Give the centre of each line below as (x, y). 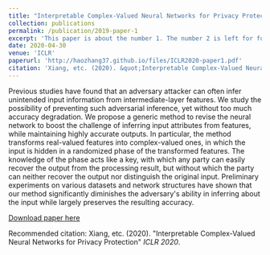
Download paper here (44, 217)
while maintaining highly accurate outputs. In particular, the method (120, 134)
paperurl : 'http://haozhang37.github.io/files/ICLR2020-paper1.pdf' (125, 61)
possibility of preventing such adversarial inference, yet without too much (130, 108)
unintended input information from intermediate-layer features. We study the (135, 99)
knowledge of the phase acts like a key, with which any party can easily (127, 159)
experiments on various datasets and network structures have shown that (130, 185)
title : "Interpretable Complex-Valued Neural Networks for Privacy (124, 16)
